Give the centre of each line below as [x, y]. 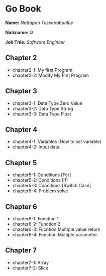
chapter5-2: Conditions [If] [40, 180]
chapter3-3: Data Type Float [42, 114]
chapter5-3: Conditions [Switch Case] [52, 186]
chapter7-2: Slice [30, 268]
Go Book [23, 9]
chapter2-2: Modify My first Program [51, 75]
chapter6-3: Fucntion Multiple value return [56, 229]
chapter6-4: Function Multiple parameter [55, 235]
